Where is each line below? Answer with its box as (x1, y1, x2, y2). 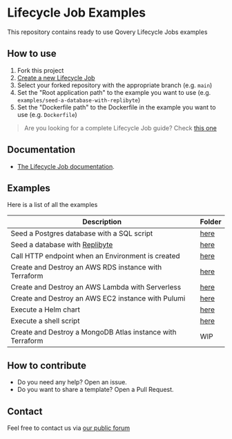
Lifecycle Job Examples (7, 5, 146, 21)
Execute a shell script (10, 316, 80, 326)
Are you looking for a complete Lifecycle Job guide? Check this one (23, 123, 217, 132)
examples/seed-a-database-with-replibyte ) (17, 96, 141, 104)
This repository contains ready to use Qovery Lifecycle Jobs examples (7, 28, 208, 36)
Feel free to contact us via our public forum (7, 424, 130, 432)
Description (82, 217, 122, 226)
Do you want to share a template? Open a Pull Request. (17, 386, 174, 394)
